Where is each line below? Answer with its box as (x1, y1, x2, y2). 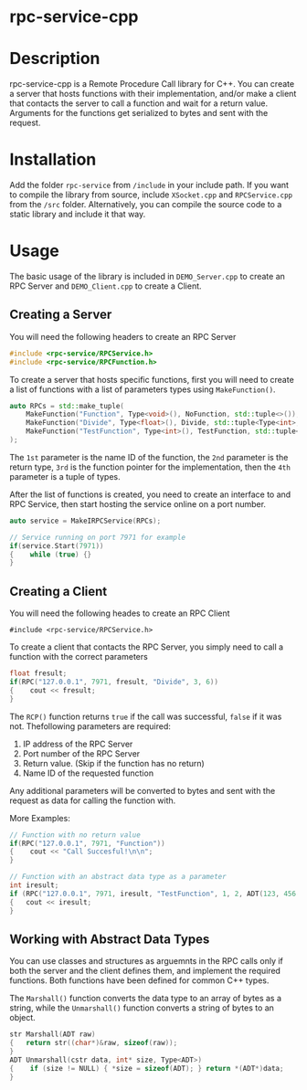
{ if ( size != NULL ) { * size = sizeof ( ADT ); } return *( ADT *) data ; (9, 1064, 284, 1073)
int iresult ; (9, 881, 59, 890)
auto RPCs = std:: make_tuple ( (9, 401, 125, 410)
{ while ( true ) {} (9, 550, 92, 559)
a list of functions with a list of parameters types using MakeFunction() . (9, 384, 276, 395)
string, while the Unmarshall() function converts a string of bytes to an (9, 1002, 274, 1013)
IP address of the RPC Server (22, 738, 133, 749)
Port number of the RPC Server (22, 747, 141, 759)
